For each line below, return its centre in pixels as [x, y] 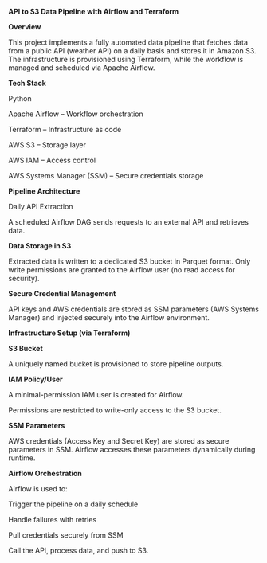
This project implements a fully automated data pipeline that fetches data [128, 42]
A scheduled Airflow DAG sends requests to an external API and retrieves [129, 222]
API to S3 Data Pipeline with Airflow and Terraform [94, 12]
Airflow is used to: [38, 489]
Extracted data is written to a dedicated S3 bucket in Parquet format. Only [130, 261]
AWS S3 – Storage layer [47, 145]
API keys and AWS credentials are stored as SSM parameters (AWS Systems [133, 309]
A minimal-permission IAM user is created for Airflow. [96, 395]
